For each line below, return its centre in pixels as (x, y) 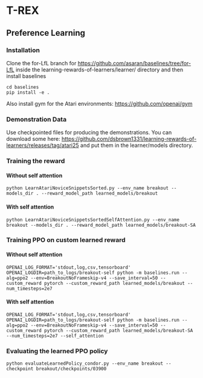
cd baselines (23, 87)
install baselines (26, 76)
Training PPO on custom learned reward (66, 240)
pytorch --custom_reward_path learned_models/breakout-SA (119, 330)
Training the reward (36, 161)
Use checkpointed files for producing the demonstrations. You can (89, 132)
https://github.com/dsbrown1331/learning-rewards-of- (129, 139)
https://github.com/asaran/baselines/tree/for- (134, 63)
